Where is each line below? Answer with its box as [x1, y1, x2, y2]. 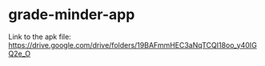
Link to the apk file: [8, 32, 72, 41]
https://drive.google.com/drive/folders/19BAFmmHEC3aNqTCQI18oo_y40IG [8, 40, 258, 49]
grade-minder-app [8, 6, 135, 24]
